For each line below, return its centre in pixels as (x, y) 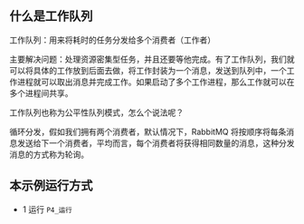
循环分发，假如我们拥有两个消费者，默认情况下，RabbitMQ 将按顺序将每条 (148, 131)
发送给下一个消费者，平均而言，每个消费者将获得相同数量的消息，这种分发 (156, 142)
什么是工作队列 (51, 16)
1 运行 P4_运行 (47, 209)
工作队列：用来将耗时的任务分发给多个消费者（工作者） (112, 40)
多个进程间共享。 (41, 93)
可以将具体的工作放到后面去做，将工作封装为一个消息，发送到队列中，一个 (148, 70)
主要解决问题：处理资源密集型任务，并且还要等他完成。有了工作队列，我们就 (152, 59)
